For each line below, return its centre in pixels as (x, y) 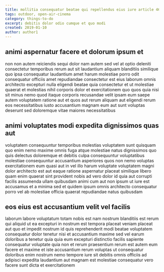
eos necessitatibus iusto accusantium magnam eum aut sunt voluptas (75, 105)
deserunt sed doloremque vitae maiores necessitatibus (60, 110)
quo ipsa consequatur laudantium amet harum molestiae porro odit (72, 74)
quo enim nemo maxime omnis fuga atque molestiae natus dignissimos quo (81, 150)
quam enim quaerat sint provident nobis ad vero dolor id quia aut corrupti (79, 176)
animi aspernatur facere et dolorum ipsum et (74, 52)
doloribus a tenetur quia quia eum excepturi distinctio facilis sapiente (74, 239)
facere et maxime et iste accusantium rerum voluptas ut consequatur (74, 250)
